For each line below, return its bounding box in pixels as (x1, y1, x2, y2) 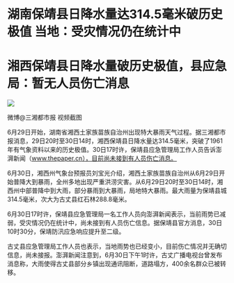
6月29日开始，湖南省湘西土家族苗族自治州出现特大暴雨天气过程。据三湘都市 (7, 128, 226, 137)
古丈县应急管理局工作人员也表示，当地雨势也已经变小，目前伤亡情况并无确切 (7, 242, 227, 251)
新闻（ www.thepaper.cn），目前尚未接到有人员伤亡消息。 (13, 154, 178, 162)
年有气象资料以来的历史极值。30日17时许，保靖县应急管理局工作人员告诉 (7, 146, 217, 154)
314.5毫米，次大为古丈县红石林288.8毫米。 (7, 195, 131, 204)
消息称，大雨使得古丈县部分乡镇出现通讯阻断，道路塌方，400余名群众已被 (7, 259, 221, 268)
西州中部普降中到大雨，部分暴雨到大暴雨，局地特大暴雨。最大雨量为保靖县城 (7, 186, 227, 195)
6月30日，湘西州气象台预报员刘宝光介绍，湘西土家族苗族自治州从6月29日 (7, 169, 219, 178)
